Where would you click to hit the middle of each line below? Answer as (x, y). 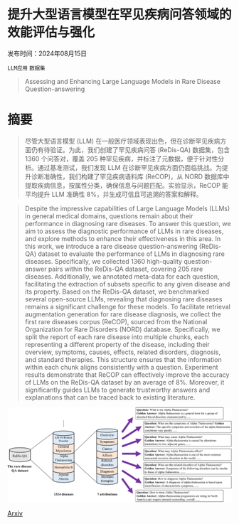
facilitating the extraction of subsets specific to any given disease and (127, 284)
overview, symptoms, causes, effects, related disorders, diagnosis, (122, 352)
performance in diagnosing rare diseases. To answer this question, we (128, 223)
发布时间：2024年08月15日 (47, 53)
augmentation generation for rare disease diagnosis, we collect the (123, 314)
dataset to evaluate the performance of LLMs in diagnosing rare (132, 254)
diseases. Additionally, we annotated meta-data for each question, (122, 276)
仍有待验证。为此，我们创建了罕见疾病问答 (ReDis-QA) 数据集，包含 (131, 149)
